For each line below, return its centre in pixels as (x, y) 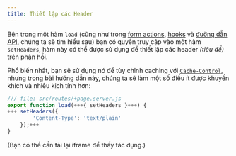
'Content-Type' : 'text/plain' (77, 118)
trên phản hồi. (28, 57)
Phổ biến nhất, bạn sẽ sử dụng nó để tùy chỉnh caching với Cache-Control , (115, 70)
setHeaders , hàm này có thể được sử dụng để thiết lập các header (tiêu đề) (116, 49)
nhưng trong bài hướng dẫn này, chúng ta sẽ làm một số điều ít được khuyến (118, 78)
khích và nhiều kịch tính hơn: (49, 85)
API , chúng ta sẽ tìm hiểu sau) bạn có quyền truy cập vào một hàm (104, 41)
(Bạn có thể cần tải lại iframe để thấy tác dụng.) (77, 145)
